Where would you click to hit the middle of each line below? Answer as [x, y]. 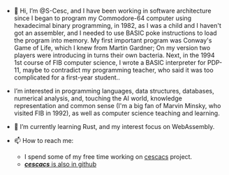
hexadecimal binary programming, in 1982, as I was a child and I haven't [117, 25]
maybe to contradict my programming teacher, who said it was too [118, 70]
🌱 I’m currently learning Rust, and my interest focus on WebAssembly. [114, 127]
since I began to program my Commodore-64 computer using [103, 18]
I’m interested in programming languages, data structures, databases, [114, 91]
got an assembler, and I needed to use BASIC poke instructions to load [116, 33]
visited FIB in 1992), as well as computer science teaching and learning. [117, 113]
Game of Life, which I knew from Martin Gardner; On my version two [112, 48]
